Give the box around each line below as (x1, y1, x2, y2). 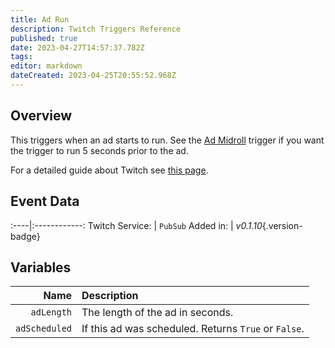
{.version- (261, 219, 303, 231)
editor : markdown (10, 61, 83, 71)
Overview (10, 107, 73, 125)
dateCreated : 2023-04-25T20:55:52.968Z (10, 71, 177, 81)
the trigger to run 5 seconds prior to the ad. (10, 144, 189, 156)
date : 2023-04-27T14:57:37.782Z (10, 42, 145, 53)
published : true (10, 33, 78, 43)
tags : (10, 52, 33, 62)
